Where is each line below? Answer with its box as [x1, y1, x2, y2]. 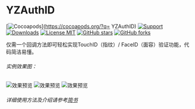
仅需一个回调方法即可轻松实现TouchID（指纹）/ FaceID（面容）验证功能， [6, 41, 184, 48]
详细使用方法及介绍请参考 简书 [6, 96, 78, 103]
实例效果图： [6, 62, 37, 70]
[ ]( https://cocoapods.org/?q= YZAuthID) [6, 23, 137, 30]
